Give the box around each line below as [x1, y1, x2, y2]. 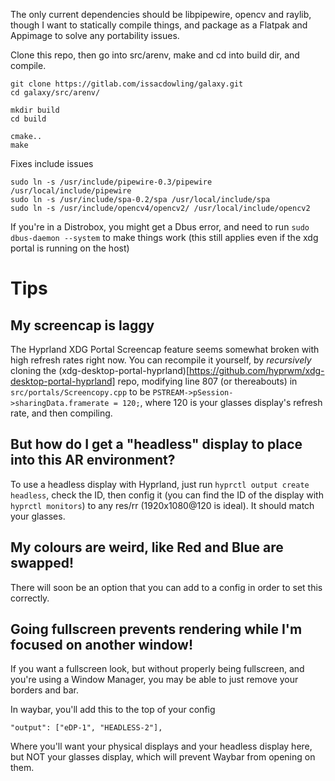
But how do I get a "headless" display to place [10, 436, 303, 453]
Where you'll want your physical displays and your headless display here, [10, 740, 313, 753]
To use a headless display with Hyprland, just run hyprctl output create [10, 478, 310, 490]
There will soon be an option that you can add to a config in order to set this [10, 581, 323, 593]
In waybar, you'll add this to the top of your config [10, 704, 216, 716]
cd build [10, 114, 47, 124]
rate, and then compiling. [10, 407, 113, 419]
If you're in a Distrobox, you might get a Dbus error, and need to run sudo [10, 221, 310, 233]
